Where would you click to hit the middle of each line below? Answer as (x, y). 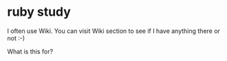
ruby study (39, 12)
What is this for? (30, 51)
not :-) (16, 38)
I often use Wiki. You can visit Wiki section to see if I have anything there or (113, 31)
